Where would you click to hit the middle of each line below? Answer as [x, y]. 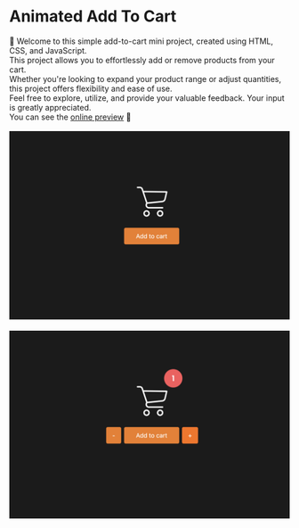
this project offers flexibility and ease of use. [91, 88]
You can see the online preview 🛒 [70, 117]
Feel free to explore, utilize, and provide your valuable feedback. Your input [147, 98]
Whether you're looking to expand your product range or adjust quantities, [145, 78]
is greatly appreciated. [50, 107]
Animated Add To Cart [93, 16]
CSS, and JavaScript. [48, 50]
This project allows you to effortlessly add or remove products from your [142, 60]
